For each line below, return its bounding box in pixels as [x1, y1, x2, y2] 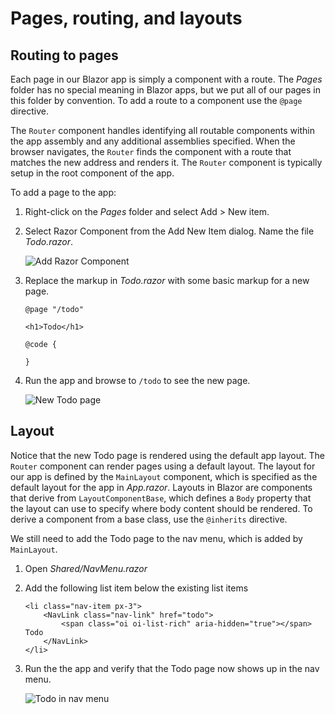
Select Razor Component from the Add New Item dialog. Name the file [24, 225, 315, 237]
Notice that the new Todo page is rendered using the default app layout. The [10, 449, 325, 461]
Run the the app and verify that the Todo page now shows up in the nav [24, 662, 320, 674]
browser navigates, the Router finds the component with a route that [10, 146, 292, 157]
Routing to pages [10, 47, 119, 64]
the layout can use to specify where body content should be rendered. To [10, 502, 313, 514]
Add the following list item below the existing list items [24, 582, 249, 594]
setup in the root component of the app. [10, 167, 175, 179]
